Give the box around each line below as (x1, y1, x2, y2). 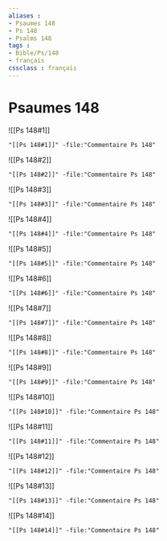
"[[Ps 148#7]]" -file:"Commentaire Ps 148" (8, 318, 157, 326)
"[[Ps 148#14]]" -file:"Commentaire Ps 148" (8, 526, 160, 535)
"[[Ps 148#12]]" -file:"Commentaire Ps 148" (8, 467, 160, 475)
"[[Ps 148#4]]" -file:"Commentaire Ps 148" (8, 230, 157, 238)
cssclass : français (8, 64, 78, 72)
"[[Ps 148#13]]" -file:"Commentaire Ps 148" (8, 496, 160, 505)
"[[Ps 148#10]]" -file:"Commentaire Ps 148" (8, 408, 160, 416)
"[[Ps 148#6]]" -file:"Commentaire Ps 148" (8, 289, 157, 297)
